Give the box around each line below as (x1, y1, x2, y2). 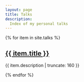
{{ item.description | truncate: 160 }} (5, 63, 79, 69)
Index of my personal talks (9, 21, 68, 26)
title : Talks (5, 12, 32, 17)
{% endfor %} (5, 72, 34, 78)
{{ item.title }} (5, 49, 49, 58)
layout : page (5, 7, 32, 12)
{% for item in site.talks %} (5, 35, 60, 41)
